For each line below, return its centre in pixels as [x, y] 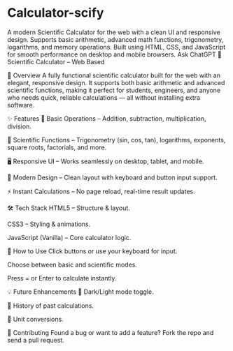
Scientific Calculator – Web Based [56, 61]
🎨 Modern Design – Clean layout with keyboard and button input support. [113, 177]
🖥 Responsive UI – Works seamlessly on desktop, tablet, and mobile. [106, 161]
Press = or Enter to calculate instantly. [62, 278]
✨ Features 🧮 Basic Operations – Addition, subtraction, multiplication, [107, 118]
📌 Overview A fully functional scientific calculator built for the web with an [114, 75]
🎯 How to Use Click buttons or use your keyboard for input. [92, 251]
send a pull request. [36, 340]
